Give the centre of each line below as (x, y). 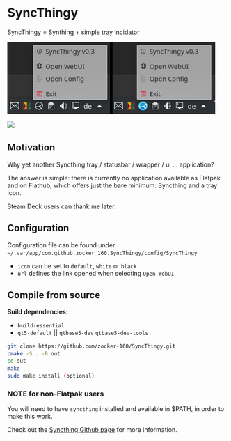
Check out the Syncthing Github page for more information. (92, 430)
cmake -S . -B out (34, 354)
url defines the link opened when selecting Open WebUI (96, 273)
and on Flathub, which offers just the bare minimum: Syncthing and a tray (112, 185)
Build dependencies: (38, 312)
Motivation (31, 148)
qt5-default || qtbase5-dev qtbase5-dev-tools (83, 333)
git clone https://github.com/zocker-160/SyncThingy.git (91, 346)
